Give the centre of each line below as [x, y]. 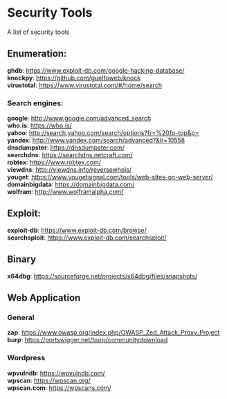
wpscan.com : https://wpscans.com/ [60, 388]
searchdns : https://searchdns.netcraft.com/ [70, 155]
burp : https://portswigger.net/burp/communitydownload [88, 340]
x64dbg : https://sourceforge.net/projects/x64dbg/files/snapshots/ [102, 276]
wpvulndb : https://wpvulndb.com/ [56, 373]
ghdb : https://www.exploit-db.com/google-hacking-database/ [96, 70]
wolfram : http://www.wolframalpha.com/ [65, 192]
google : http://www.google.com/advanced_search [79, 118]
